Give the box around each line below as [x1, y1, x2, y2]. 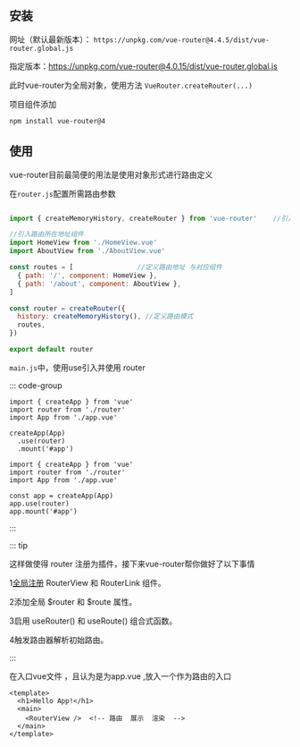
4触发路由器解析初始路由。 [9, 634, 109, 645]
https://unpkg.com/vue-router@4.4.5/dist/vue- [93, 35, 270, 45]
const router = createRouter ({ [9, 303, 126, 313]
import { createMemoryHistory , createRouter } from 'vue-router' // [9, 214, 281, 223]
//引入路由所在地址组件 [9, 230, 85, 239]
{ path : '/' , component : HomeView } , [17, 271, 158, 280]
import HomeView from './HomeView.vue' [9, 238, 158, 248]
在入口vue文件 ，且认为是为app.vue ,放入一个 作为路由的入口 [9, 670, 232, 682]
